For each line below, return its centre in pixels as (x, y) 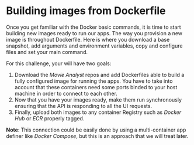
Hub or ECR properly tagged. (49, 118)
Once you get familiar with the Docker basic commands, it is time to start (93, 27)
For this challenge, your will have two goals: (59, 63)
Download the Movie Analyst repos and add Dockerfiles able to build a (99, 75)
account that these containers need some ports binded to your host (96, 87)
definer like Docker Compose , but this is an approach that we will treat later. (97, 136)
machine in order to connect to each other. (66, 93)
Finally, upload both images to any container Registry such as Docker (98, 112)
